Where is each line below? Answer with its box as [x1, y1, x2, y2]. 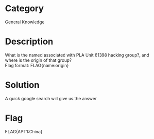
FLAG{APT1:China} [5, 128, 43, 134]
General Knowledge [5, 19, 45, 25]
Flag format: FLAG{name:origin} [5, 62, 69, 68]
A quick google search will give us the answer [5, 95, 97, 101]
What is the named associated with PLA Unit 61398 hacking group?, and [5, 52, 150, 58]
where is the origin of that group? [5, 57, 72, 63]
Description [5, 36, 53, 47]
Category [5, 3, 44, 14]
